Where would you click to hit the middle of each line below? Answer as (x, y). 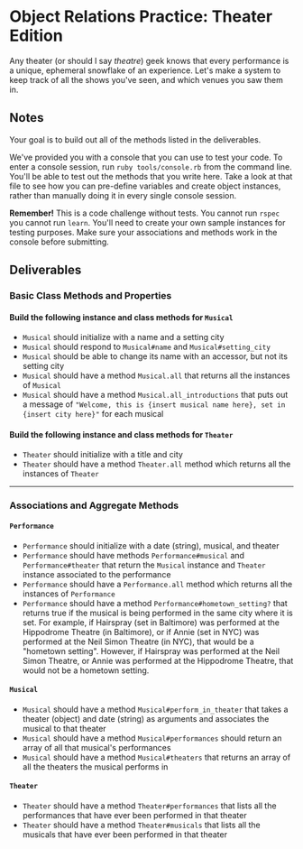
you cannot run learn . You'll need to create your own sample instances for (147, 222)
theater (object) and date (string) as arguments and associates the (146, 718)
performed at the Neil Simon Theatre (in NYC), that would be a (138, 641)
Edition (36, 36)
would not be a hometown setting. (86, 670)
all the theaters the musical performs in (95, 766)
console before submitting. (60, 242)
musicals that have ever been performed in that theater (125, 835)
